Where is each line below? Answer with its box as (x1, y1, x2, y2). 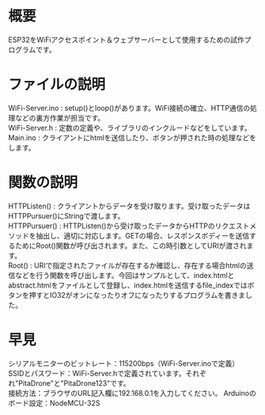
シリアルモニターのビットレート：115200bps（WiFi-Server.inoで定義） (8, 358, 240, 368)
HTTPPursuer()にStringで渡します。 (8, 211, 125, 220)
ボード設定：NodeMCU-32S (8, 398, 100, 408)
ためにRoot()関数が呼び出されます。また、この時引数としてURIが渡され (14, 241, 247, 250)
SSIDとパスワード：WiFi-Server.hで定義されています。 (8, 368, 186, 378)
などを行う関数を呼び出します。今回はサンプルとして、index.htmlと (14, 270, 235, 280)
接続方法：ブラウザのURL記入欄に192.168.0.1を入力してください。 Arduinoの (8, 388, 257, 398)
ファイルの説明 (8, 76, 106, 93)
